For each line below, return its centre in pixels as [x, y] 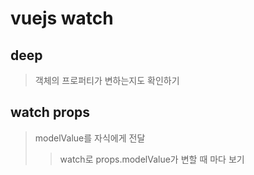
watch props [50, 112]
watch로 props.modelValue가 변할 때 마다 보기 [152, 159]
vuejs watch [62, 18]
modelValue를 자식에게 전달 [90, 138]
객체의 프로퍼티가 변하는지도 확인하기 [107, 80]
